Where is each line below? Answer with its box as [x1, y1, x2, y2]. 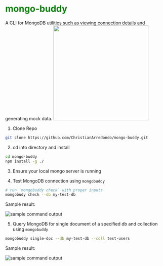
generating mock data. [5, 115, 53, 121]
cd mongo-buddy [5, 154, 37, 159]
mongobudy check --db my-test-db [5, 192, 76, 197]
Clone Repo [12, 125, 37, 131]
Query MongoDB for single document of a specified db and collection [12, 221, 158, 227]
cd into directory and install [12, 144, 70, 150]
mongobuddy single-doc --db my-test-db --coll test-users [5, 236, 130, 241]
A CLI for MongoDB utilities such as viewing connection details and [5, 20, 145, 26]
